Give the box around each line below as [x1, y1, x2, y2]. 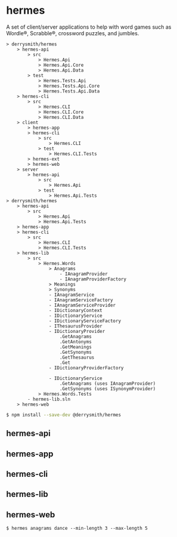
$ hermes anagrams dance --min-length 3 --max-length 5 [6, 526, 148, 532]
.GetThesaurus [59, 354, 95, 360]
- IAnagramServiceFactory [48, 297, 113, 303]
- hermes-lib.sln [27, 396, 70, 402]
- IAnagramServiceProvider [48, 302, 116, 308]
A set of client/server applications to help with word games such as [6, 23, 172, 30]
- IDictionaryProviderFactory [48, 365, 124, 371]
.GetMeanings [59, 344, 92, 350]
